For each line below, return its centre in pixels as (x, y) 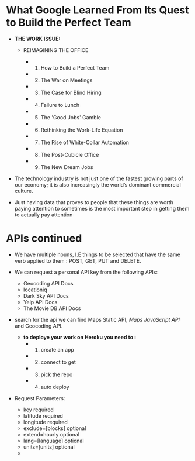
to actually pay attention (43, 215)
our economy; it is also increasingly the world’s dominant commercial (97, 184)
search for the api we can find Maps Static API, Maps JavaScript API (97, 319)
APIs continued (44, 238)
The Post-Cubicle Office (70, 154)
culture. (24, 191)
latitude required (43, 415)
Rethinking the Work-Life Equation (82, 130)
